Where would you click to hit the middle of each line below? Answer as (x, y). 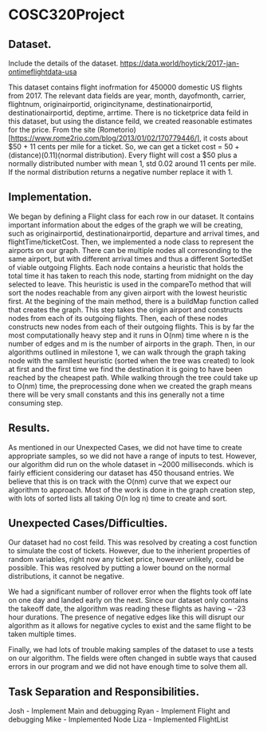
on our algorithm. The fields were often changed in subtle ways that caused (132, 658)
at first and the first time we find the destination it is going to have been (126, 369)
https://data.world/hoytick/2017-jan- (180, 63)
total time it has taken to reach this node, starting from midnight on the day (131, 275)
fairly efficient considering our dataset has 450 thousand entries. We (122, 473)
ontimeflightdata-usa (43, 72)
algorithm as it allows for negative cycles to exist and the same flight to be (130, 626)
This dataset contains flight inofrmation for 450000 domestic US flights (126, 87)
